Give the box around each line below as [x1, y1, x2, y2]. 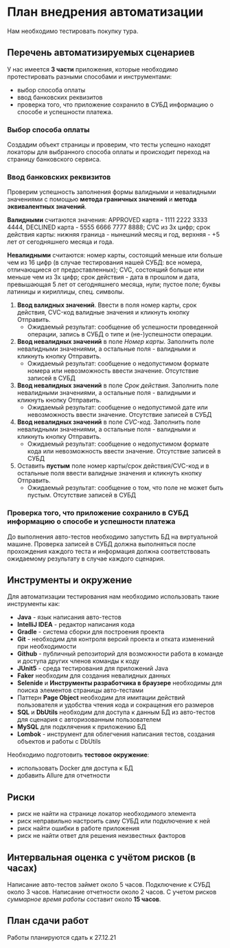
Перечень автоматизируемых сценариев [7, 47, 195, 58]
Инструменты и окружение [7, 574, 133, 586]
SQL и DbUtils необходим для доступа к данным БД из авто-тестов [16, 708, 216, 716]
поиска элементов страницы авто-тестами [16, 686, 144, 695]
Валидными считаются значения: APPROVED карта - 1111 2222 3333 [7, 216, 208, 224]
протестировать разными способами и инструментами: [7, 72, 172, 80]
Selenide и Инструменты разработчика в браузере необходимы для [16, 679, 222, 687]
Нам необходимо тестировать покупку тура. [7, 27, 139, 35]
